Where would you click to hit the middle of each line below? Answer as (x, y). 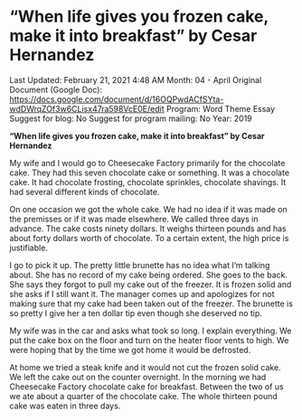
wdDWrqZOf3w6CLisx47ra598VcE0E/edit (87, 108)
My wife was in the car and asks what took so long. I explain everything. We (151, 331)
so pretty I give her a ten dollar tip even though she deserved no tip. (136, 313)
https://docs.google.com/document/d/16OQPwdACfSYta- (117, 99)
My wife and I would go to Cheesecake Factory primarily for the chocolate (147, 163)
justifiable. (28, 247)
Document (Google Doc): (56, 89)
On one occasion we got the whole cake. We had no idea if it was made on (148, 209)
